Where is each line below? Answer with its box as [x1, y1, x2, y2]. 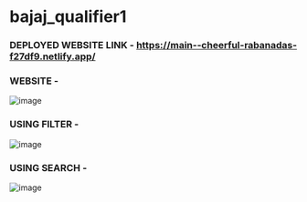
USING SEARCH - [9, 161, 88, 174]
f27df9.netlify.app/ [9, 50, 96, 63]
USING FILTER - [9, 118, 79, 131]
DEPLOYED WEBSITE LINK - [9, 39, 134, 52]
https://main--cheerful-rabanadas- [135, 39, 298, 52]
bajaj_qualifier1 [9, 6, 127, 27]
